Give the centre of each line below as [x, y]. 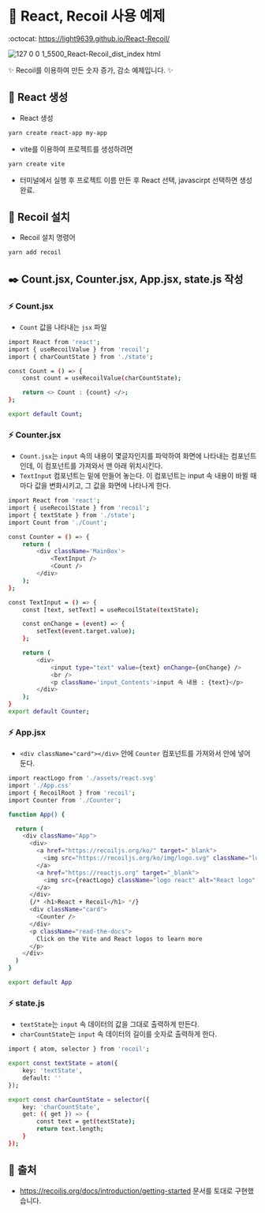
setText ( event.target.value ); [86, 631]
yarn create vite [37, 164]
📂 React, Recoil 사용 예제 [87, 16]
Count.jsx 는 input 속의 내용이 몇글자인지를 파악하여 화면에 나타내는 [124, 456]
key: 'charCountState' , [62, 1107]
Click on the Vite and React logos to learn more [119, 939]
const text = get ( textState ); [86, 1121]
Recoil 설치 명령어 [48, 238]
